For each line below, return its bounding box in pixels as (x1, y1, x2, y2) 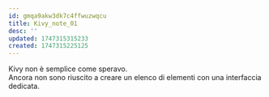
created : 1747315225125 (8, 42, 89, 50)
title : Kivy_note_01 (8, 19, 79, 27)
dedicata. (8, 82, 41, 91)
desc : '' (8, 27, 38, 35)
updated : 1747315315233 (8, 34, 89, 43)
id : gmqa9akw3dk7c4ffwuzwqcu (8, 11, 107, 20)
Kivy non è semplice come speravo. (8, 64, 128, 74)
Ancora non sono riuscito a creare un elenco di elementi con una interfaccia (8, 73, 262, 82)
